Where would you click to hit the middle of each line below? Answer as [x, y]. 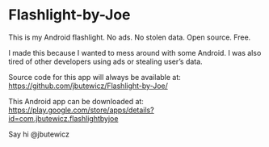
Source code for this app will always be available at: [95, 77]
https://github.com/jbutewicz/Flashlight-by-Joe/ [88, 86]
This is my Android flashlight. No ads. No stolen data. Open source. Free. [130, 37]
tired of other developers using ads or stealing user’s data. [106, 61]
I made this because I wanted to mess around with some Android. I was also [135, 52]
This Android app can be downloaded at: [76, 101]
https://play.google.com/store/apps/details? [82, 110]
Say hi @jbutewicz [39, 134]
